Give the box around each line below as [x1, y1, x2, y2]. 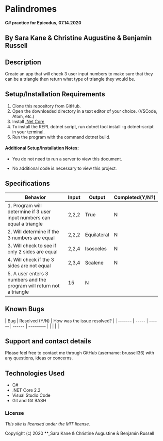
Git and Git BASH [12, 398, 47, 404]
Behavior [25, 194, 46, 200]
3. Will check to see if [7, 242, 57, 249]
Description [5, 58, 41, 66]
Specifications [5, 179, 50, 188]
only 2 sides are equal [7, 248, 58, 255]
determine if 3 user [7, 208, 51, 215]
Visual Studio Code [12, 392, 51, 398]
